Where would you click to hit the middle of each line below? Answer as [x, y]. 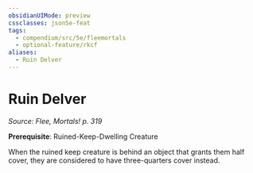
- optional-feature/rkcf [56, 45]
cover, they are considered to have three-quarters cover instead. [114, 160]
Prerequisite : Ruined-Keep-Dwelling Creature [83, 136]
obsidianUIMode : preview [49, 15]
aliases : [23, 52]
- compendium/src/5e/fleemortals [71, 38]
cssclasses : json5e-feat [49, 23]
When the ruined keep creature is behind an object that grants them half [127, 152]
